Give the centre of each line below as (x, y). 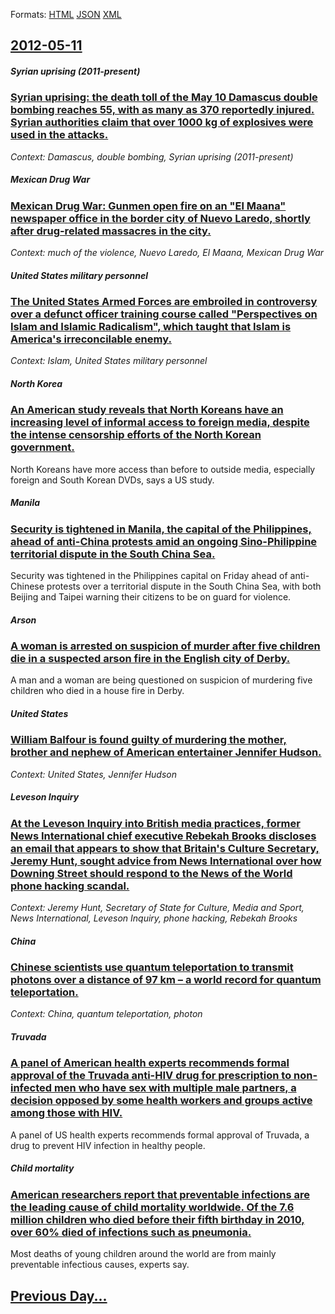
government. (42, 447)
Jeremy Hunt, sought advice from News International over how (166, 861)
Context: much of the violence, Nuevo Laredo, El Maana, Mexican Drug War (167, 253)
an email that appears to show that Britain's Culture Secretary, (165, 848)
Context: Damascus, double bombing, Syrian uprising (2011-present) (152, 156)
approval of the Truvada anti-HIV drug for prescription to (151, 1076)
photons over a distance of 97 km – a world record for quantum (166, 980)
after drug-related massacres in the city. (111, 231)
